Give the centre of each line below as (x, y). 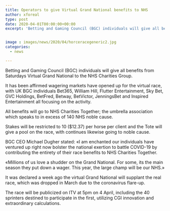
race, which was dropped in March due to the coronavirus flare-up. (75, 183)
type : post (17, 19)
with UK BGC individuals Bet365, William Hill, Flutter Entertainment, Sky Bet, (84, 91)
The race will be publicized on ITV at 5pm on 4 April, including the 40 (78, 192)
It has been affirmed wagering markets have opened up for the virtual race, (84, 85)
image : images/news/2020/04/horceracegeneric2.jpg (61, 42)
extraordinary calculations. (33, 203)
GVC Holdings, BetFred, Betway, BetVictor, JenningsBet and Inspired (77, 96)
